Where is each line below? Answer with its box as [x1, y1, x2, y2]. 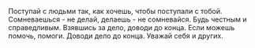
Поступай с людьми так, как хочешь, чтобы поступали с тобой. [8, 7, 223, 15]
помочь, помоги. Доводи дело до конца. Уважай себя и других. [8, 31, 223, 40]
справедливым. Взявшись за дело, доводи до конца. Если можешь [8, 23, 235, 32]
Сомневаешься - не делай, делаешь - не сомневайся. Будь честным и [8, 15, 247, 24]
